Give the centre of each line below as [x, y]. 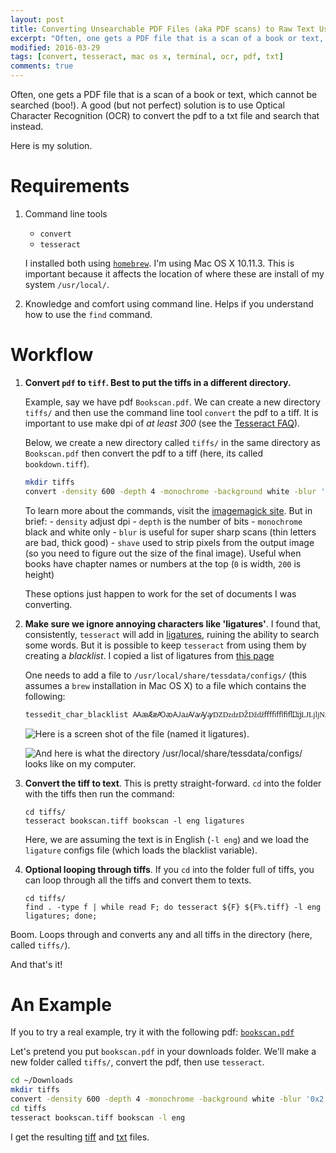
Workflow [52, 355]
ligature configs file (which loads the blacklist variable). [141, 850]
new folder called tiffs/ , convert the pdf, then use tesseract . [137, 1062]
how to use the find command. [88, 314]
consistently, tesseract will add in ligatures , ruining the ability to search [172, 634]
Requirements [70, 186]
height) [39, 574]
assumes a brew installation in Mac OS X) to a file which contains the [165, 685]
